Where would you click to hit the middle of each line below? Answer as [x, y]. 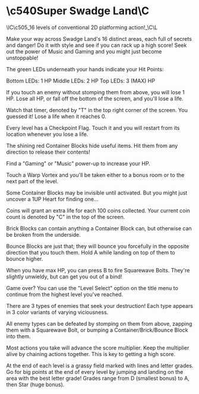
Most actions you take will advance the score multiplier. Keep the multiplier [98, 348]
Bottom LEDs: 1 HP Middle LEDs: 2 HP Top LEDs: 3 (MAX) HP [81, 81]
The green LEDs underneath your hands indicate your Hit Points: [85, 69]
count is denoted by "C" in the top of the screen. [66, 217]
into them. [18, 336]
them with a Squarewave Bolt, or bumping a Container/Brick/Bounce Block [97, 330]
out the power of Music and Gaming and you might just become [84, 51]
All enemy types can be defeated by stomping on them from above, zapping [99, 323]
